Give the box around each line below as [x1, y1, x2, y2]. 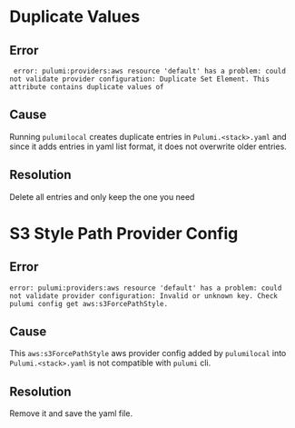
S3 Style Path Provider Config [9, 223, 239, 244]
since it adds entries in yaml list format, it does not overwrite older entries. [9, 141, 288, 152]
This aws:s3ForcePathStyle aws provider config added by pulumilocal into [9, 348, 287, 359]
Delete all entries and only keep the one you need [9, 191, 195, 202]
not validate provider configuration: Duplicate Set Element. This [9, 75, 270, 84]
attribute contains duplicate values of [9, 83, 165, 92]
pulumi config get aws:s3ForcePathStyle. [9, 299, 169, 308]
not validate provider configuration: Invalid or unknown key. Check [9, 291, 279, 301]
